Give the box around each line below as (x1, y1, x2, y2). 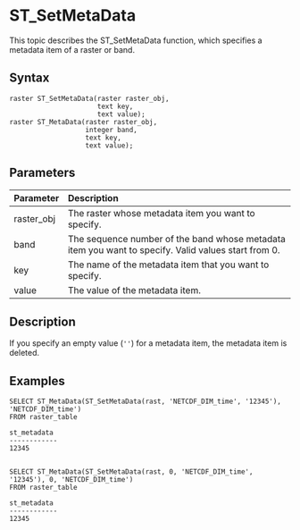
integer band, (85, 125, 138, 134)
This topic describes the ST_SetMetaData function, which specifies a (9, 35, 262, 46)
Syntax (9, 71, 50, 86)
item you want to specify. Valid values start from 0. (67, 243, 280, 256)
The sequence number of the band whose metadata (67, 232, 286, 245)
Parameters (9, 165, 76, 181)
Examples (9, 373, 65, 389)
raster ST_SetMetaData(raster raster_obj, (9, 94, 170, 103)
